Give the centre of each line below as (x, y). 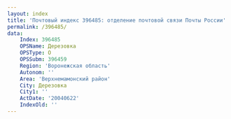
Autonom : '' (37, 72)
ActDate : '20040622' (50, 99)
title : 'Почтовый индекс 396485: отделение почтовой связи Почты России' (117, 20)
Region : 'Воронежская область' (65, 66)
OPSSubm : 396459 (44, 59)
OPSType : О (36, 53)
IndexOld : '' (39, 105)
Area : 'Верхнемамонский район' (65, 79)
